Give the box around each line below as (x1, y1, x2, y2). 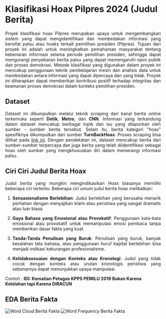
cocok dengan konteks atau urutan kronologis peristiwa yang (12, 261, 161, 266)
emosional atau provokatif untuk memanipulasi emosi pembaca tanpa (12, 220, 161, 226)
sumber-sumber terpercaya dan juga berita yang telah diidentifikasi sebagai (5, 142, 161, 148)
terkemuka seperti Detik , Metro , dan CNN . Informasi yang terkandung (5, 115, 161, 122)
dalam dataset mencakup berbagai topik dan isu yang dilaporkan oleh (5, 121, 161, 127)
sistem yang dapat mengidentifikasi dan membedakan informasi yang (5, 36, 161, 42)
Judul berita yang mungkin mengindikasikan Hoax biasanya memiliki (5, 180, 161, 186)
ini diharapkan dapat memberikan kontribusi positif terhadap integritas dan (5, 78, 161, 84)
